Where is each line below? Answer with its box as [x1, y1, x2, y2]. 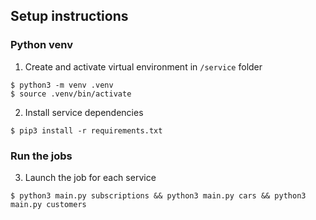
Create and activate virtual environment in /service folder [24, 60, 263, 73]
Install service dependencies [24, 106, 144, 118]
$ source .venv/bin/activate [10, 89, 132, 99]
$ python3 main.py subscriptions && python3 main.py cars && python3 [10, 190, 307, 201]
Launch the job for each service [24, 171, 157, 183]
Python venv [10, 38, 74, 52]
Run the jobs [10, 149, 73, 163]
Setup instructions [10, 8, 129, 25]
